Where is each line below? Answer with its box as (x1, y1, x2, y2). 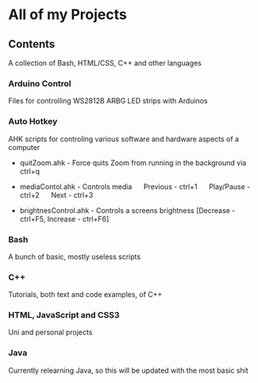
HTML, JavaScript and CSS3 (8, 310, 121, 321)
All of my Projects (8, 6, 127, 24)
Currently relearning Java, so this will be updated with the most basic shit (8, 366, 248, 375)
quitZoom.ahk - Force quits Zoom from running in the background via (19, 157, 247, 168)
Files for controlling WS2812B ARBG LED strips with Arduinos (8, 96, 208, 106)
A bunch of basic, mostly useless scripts (8, 252, 141, 261)
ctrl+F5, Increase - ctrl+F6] (19, 214, 110, 223)
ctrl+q (19, 166, 40, 176)
